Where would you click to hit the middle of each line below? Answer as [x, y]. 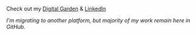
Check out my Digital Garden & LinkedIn [56, 9]
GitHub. [16, 27]
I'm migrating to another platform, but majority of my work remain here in [98, 20]
